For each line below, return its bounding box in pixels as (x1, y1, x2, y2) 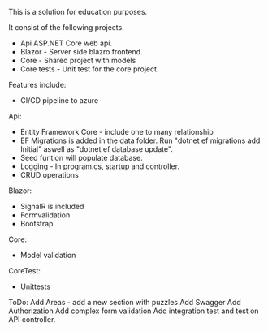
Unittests (19, 282, 51, 291)
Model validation (19, 251, 76, 260)
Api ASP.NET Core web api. (19, 38, 112, 48)
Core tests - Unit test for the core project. (19, 64, 159, 74)
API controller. (8, 315, 56, 324)
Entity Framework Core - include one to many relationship (19, 127, 214, 136)
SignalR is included (19, 202, 84, 211)
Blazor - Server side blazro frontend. (19, 47, 144, 56)
